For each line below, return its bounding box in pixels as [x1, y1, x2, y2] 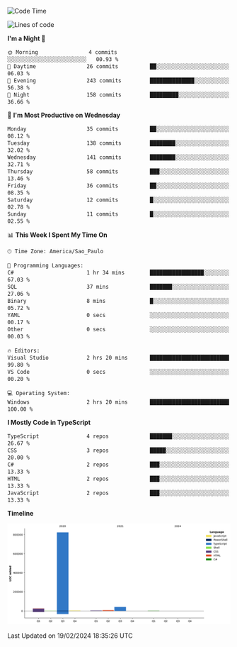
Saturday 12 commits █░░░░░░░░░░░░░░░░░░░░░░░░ [7, 197, 230, 204]
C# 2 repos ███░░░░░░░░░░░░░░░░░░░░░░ [7, 461, 230, 468]
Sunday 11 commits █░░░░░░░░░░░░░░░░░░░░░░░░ [7, 211, 230, 218]
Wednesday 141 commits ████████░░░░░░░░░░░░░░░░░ [7, 154, 230, 161]
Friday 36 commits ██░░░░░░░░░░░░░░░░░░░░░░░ [7, 182, 230, 189]
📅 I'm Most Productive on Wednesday [7, 111, 120, 119]
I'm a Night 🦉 [7, 34, 46, 43]
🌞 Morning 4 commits [7, 49, 118, 56]
